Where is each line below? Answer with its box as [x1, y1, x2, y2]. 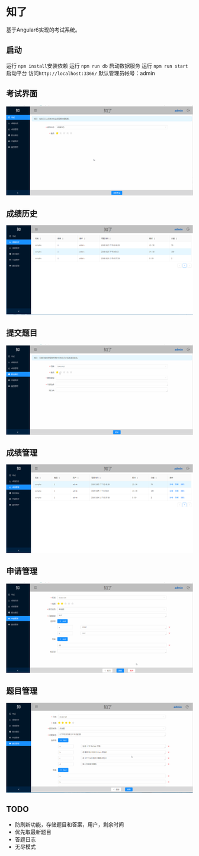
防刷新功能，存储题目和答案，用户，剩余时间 [14, 820, 124, 828]
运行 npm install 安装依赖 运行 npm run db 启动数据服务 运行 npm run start [6, 62, 188, 69]
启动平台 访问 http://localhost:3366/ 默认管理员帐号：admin [6, 69, 155, 77]
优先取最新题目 [14, 828, 52, 835]
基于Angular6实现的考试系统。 [6, 26, 81, 33]
